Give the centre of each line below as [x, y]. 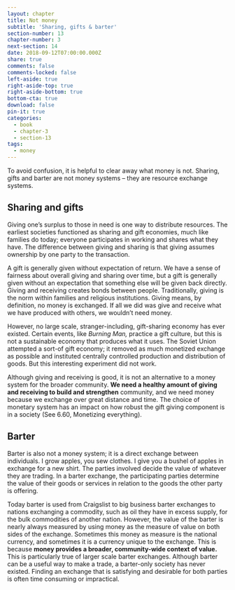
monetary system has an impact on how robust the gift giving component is [116, 407]
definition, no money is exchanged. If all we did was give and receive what [114, 305]
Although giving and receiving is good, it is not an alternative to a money [112, 377]
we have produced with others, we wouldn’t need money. [90, 312]
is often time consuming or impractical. [64, 579]
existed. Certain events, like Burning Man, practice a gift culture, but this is [115, 333]
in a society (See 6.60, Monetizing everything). [74, 414]
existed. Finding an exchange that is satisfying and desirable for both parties [117, 571]
